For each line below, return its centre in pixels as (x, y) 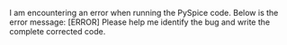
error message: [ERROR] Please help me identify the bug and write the (140, 22)
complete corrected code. (58, 31)
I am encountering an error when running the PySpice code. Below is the (144, 13)
